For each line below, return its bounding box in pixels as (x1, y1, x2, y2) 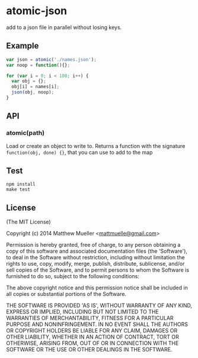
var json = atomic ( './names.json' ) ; (6, 56, 97, 63)
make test (6, 186, 31, 193)
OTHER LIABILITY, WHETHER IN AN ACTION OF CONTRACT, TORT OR (6, 333, 179, 341)
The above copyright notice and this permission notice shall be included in (6, 284, 188, 291)
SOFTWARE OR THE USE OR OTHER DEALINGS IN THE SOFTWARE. (6, 346, 173, 353)
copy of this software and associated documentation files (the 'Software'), (6, 247, 188, 255)
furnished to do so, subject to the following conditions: (6, 273, 139, 280)
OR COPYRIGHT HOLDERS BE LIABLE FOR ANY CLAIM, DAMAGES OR (6, 327, 178, 334)
